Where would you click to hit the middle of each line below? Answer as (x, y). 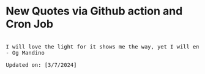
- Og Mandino (25, 52)
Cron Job (29, 24)
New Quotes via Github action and (94, 11)
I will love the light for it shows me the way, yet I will (98, 46)
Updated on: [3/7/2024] (41, 65)
